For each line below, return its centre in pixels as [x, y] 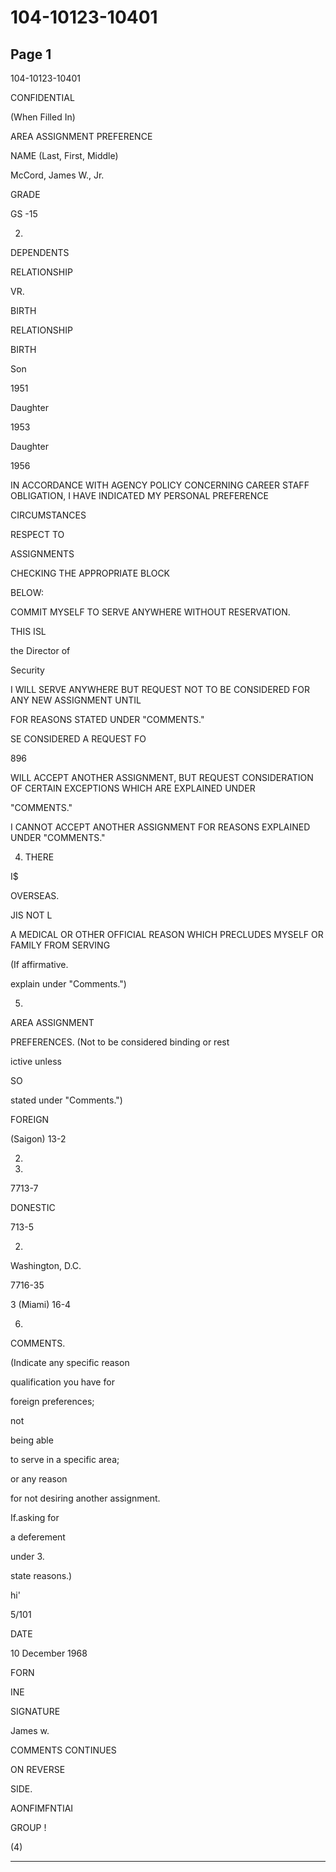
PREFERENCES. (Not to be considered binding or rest [120, 1042]
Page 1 [31, 54]
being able [32, 1440]
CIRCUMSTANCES [48, 515]
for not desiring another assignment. [85, 1498]
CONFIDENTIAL [42, 97]
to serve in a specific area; [65, 1459]
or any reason [39, 1479]
